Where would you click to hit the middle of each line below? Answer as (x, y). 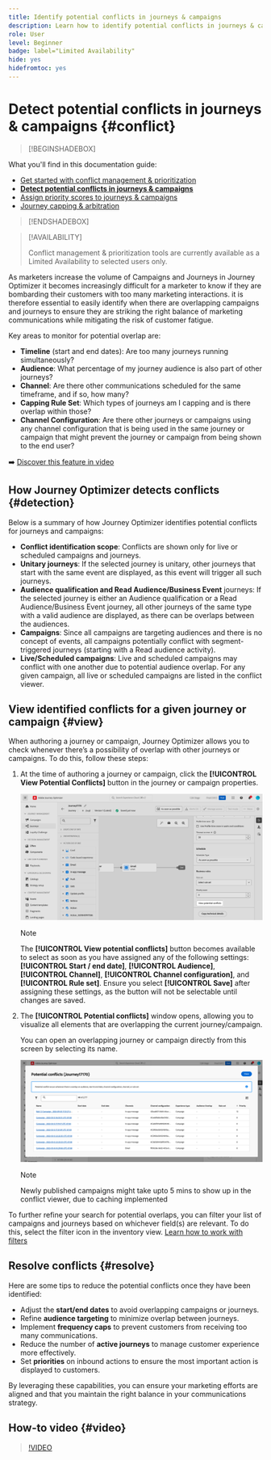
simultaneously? (47, 360)
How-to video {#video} (67, 1428)
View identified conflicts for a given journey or (127, 710)
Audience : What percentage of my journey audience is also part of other (141, 368)
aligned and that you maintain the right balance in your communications (127, 1394)
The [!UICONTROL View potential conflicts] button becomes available (138, 949)
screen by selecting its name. (69, 1049)
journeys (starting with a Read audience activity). (134, 650)
